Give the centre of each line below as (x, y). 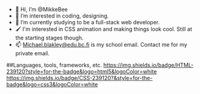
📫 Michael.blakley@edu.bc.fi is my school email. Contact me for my (101, 45)
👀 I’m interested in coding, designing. (62, 16)
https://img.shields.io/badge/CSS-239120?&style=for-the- (80, 78)
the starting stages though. (49, 38)
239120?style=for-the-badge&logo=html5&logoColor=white (82, 72)
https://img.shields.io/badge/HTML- (148, 65)
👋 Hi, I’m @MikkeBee (42, 9)
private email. (32, 53)
